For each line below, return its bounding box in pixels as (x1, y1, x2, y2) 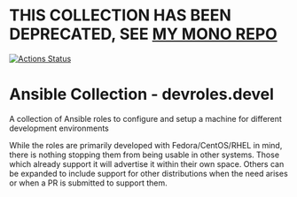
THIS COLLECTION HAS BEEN (9, 5, 232, 26)
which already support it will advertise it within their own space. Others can (9, 158, 285, 169)
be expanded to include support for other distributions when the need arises (9, 168, 288, 178)
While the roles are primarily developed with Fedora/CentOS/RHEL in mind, (9, 140, 283, 150)
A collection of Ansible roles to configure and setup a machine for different (9, 113, 282, 124)
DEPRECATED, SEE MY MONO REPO (9, 24, 277, 44)
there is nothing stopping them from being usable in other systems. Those (9, 149, 280, 160)
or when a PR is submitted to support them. (9, 178, 168, 188)
